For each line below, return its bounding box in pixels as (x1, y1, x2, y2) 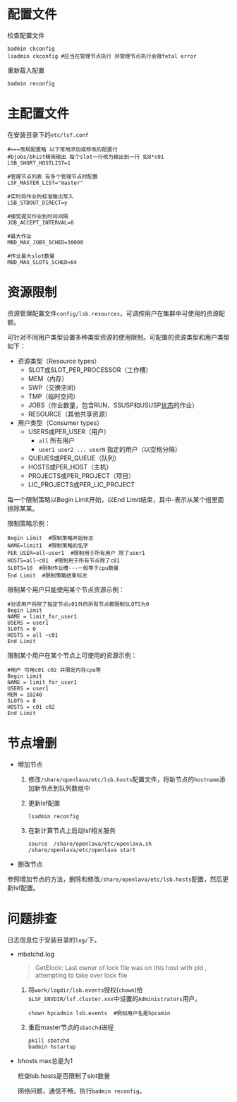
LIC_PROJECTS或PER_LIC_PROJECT (28, 480, 135, 489)
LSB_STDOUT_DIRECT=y (7, 199, 68, 206)
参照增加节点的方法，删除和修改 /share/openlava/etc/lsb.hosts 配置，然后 (7, 875, 223, 883)
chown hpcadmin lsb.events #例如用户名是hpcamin (28, 1010, 171, 1017)
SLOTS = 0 (7, 625, 37, 633)
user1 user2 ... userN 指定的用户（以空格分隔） (38, 445, 181, 453)
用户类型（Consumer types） (17, 418, 104, 427)
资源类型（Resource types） (17, 357, 101, 365)
